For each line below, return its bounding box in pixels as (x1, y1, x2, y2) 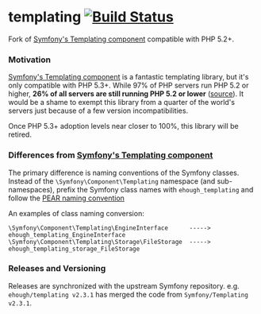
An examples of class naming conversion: (8, 208, 144, 218)
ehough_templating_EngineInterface (8, 231, 126, 238)
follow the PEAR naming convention (8, 193, 125, 203)
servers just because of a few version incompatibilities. (8, 106, 189, 115)
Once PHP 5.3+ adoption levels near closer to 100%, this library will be (8, 122, 240, 131)
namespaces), (8, 184, 56, 194)
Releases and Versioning (8, 263, 106, 274)
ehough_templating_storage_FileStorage (8, 245, 140, 253)
